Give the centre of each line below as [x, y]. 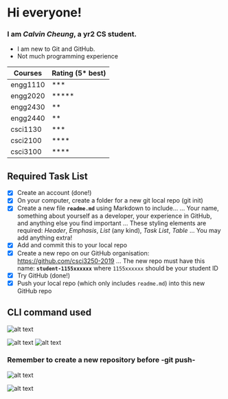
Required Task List [47, 176]
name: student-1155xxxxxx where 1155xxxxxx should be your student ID [117, 268]
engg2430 [28, 107]
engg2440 [28, 118]
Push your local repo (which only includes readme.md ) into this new [111, 283]
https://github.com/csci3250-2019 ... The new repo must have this [111, 261]
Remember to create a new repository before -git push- [101, 360]
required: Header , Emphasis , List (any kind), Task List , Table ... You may [119, 231]
